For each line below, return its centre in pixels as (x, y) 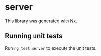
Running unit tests (34, 36)
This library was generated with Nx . (41, 21)
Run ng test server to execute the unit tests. (51, 48)
